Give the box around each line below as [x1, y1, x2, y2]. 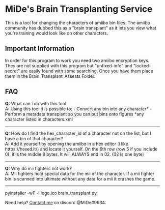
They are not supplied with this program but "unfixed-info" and [5, 62, 133, 68]
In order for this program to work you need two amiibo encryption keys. [5, 58, 150, 63]
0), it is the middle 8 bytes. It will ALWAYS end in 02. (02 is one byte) [5, 151, 144, 157]
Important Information [5, 44, 75, 53]
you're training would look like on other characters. [5, 30, 108, 36]
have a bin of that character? [5, 135, 63, 141]
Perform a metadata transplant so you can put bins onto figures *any [5, 111, 144, 117]
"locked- [133, 62, 151, 68]
